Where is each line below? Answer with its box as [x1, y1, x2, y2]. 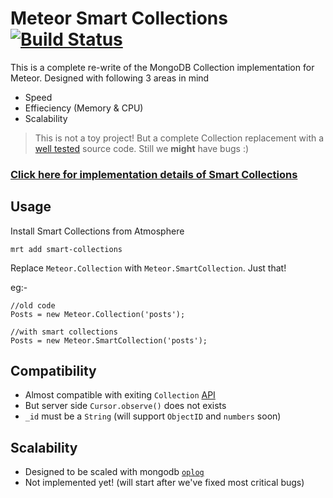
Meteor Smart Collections [10, 7, 228, 30]
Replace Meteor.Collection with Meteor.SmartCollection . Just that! [10, 262, 287, 274]
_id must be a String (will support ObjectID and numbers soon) [24, 410, 282, 422]
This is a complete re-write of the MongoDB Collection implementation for [10, 61, 315, 73]
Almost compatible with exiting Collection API [24, 389, 216, 401]
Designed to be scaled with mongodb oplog [24, 466, 205, 478]
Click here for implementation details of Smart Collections [10, 167, 298, 181]
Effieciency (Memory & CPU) [24, 102, 144, 114]
